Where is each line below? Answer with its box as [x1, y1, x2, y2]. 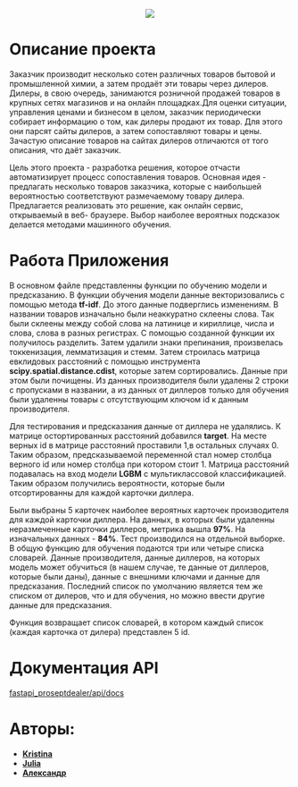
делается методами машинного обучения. [9, 219, 172, 230]
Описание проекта [9, 39, 156, 60]
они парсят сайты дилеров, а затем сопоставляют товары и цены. [9, 125, 262, 136]
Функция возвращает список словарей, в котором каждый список [9, 617, 264, 628]
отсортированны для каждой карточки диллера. [9, 487, 195, 498]
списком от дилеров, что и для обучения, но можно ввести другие [9, 590, 265, 601]
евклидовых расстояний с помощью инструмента [9, 356, 201, 367]
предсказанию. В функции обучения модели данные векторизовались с [9, 289, 286, 300]
